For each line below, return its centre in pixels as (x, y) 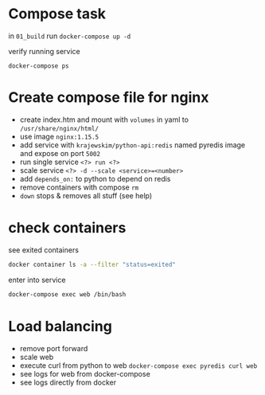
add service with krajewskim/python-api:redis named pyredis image (132, 145)
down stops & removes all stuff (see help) (86, 195)
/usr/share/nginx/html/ (59, 128)
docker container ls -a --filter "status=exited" (92, 264)
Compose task (57, 14)
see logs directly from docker (68, 382)
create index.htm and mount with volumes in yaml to (104, 119)
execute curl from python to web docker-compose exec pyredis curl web (138, 365)
